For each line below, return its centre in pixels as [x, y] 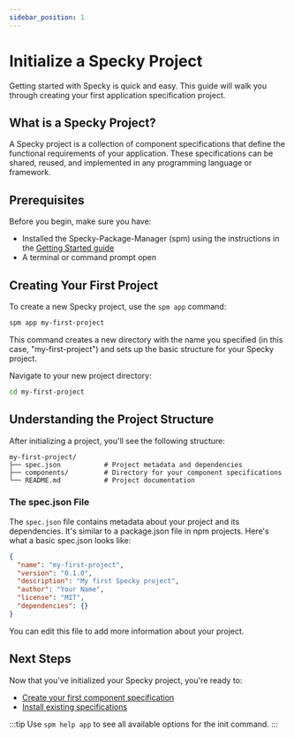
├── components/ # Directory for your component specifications [146, 473]
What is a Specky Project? [83, 123]
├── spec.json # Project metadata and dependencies [126, 465]
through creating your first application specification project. [117, 95]
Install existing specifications [75, 707]
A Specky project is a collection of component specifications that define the [147, 144]
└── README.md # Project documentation [102, 480]
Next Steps [40, 659]
